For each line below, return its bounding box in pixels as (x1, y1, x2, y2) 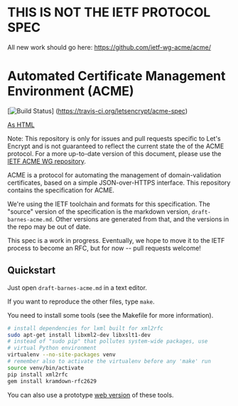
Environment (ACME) (7, 83, 134, 100)
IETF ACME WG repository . (7, 157, 87, 165)
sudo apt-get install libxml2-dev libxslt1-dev (7, 331, 151, 338)
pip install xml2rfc (7, 371, 69, 378)
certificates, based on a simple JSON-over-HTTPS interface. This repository (7, 178, 231, 187)
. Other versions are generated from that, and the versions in (52, 214, 229, 223)
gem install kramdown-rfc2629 (7, 378, 97, 385)
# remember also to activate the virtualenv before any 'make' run (7, 358, 212, 365)
